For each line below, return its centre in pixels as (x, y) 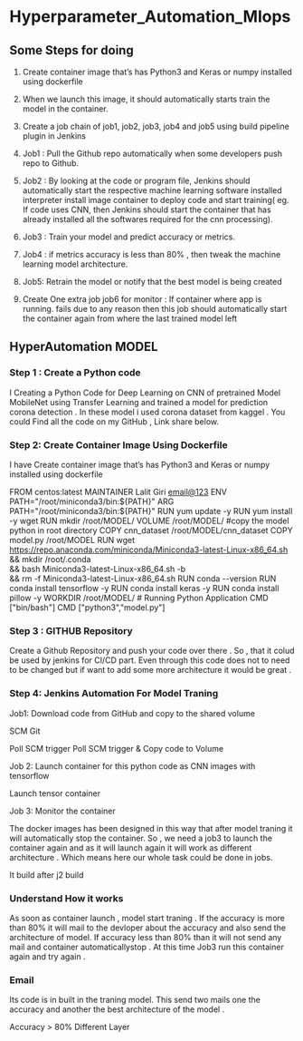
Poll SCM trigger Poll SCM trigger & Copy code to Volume (117, 748)
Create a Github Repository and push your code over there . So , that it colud (152, 651)
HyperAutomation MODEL (84, 347)
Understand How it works (66, 898)
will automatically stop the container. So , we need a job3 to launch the (141, 838)
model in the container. (65, 109)
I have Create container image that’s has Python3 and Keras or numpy (140, 464)
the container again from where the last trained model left (130, 318)
